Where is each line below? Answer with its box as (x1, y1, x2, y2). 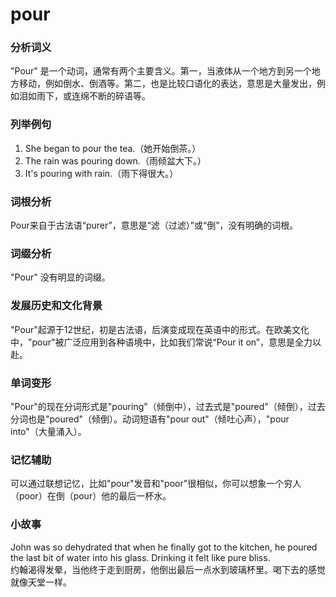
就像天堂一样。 (10, 576, 72, 588)
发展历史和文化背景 (10, 299, 103, 313)
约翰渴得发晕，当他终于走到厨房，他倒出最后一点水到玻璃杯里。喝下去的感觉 (10, 563, 326, 575)
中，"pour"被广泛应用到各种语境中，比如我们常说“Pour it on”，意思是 (10, 336, 295, 348)
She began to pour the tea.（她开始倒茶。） (24, 142, 202, 154)
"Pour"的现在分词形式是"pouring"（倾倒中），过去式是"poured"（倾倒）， (10, 400, 308, 412)
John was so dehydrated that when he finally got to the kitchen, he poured (10, 541, 318, 553)
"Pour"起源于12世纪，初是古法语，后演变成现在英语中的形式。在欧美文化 (10, 323, 310, 335)
